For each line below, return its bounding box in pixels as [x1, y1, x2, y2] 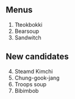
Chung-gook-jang [14, 74, 60, 81]
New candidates [5, 52, 69, 62]
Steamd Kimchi [14, 67, 53, 75]
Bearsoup [14, 27, 40, 35]
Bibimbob [14, 87, 39, 94]
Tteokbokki [14, 21, 43, 28]
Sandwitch [14, 33, 42, 41]
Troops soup [14, 80, 47, 87]
